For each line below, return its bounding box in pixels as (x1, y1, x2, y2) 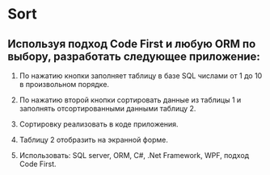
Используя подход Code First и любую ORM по (7, 37, 256, 51)
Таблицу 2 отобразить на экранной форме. (19, 135, 169, 144)
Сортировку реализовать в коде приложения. (19, 119, 179, 129)
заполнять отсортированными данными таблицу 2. (19, 104, 196, 113)
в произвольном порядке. (19, 80, 110, 89)
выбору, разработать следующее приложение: (7, 49, 260, 63)
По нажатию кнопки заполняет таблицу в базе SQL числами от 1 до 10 (19, 71, 263, 81)
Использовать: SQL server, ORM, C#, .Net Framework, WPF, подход (19, 151, 250, 160)
